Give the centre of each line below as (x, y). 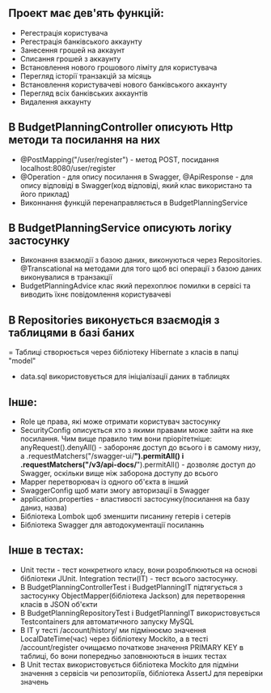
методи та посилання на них (84, 140)
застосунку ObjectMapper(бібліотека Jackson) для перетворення (132, 596)
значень (34, 682)
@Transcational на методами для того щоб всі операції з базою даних (140, 269)
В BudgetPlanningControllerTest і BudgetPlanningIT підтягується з (131, 587)
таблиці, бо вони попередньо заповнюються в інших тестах (123, 656)
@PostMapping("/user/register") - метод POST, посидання (120, 159)
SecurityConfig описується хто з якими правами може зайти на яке (137, 430)
